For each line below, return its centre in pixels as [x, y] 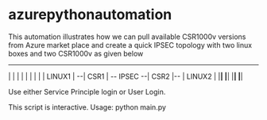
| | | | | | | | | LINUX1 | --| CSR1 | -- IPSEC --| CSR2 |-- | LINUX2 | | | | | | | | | [126, 76]
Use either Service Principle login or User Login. [87, 91]
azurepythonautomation [90, 15]
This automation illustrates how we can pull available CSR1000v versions [127, 37]
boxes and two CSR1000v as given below [76, 53]
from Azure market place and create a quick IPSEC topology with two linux [130, 45]
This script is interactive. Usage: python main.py [87, 107]
